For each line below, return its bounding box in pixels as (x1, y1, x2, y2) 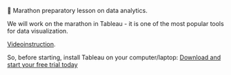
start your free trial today (7, 61, 78, 68)
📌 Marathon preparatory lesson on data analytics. (7, 7, 148, 14)
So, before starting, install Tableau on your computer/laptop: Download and (7, 53, 221, 61)
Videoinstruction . (7, 40, 57, 48)
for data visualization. (7, 27, 69, 35)
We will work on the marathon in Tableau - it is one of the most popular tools (7, 20, 224, 27)
